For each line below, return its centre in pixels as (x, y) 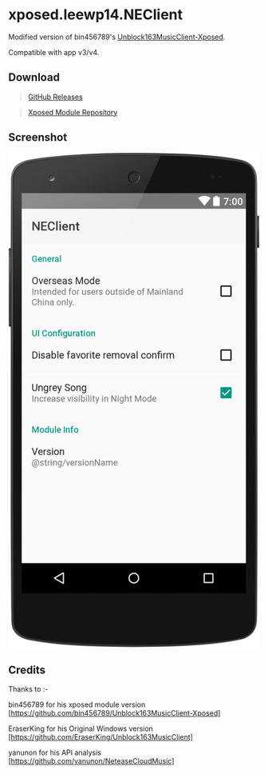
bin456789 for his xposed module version (77, 704)
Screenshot (38, 138)
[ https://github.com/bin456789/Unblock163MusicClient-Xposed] (114, 712)
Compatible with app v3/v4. (54, 52)
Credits (27, 670)
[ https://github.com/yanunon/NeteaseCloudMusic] (91, 760)
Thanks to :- (28, 688)
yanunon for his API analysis (55, 752)
